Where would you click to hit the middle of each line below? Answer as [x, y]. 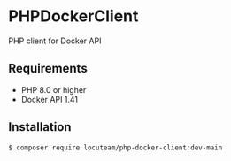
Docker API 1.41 [50, 99]
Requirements [48, 69]
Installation [40, 127]
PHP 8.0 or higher [54, 89]
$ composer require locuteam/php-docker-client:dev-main [115, 148]
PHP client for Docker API [55, 41]
